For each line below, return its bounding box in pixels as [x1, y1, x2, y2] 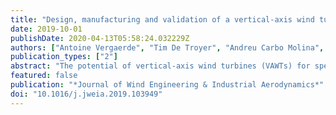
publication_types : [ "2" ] [10, 52, 118, 62]
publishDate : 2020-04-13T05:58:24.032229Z [10, 33, 190, 43]
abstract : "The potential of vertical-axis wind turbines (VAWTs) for [10, 61, 311, 71]
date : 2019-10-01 [10, 24, 83, 34]
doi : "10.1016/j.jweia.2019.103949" [10, 89, 163, 99]
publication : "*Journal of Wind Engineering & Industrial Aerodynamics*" [10, 80, 325, 90]
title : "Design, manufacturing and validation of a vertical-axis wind [10, 14, 315, 25]
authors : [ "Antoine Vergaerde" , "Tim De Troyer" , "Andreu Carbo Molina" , [10, 42, 325, 53]
